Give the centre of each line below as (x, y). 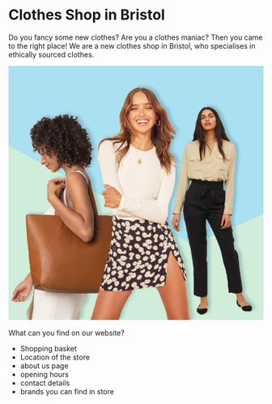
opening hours (44, 374)
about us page (44, 365)
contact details (45, 383)
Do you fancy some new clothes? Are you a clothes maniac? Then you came (136, 37)
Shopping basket (48, 348)
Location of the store (55, 357)
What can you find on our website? (67, 333)
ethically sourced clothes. (51, 54)
